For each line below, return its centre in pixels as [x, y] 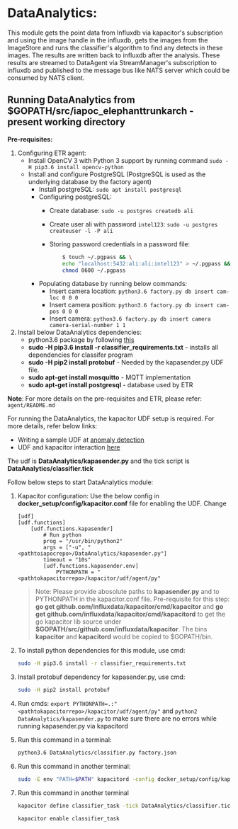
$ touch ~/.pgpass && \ [97, 257]
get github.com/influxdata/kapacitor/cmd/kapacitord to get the [130, 614]
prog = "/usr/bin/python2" [83, 542]
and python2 [180, 711]
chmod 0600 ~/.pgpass [94, 270]
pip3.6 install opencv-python [79, 167]
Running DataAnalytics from [72, 100]
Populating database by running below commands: [113, 284]
